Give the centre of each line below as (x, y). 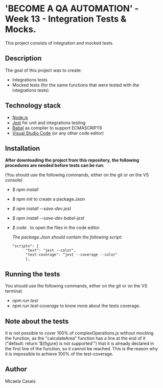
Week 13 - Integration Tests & (66, 19)
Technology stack (33, 106)
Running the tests (33, 274)
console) (14, 180)
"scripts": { (25, 246)
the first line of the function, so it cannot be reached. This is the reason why (81, 349)
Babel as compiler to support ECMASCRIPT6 (57, 128)
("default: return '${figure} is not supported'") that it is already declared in (80, 343)
